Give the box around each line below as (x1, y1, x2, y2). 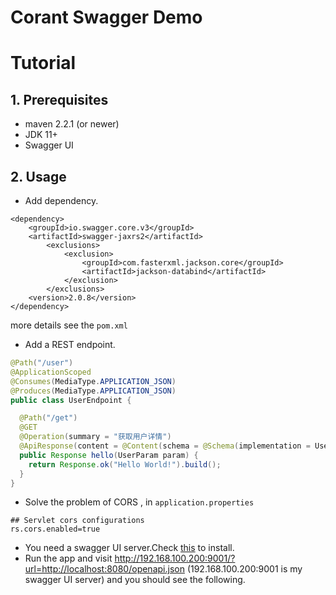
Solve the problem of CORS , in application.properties (24, 496, 255, 508)
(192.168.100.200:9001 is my (186, 563, 303, 575)
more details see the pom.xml (10, 319, 128, 331)
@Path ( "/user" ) (10, 358, 74, 368)
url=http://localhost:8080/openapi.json (24, 563, 185, 575)
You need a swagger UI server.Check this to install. (24, 542, 235, 554)
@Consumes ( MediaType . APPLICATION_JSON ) (10, 376, 177, 386)
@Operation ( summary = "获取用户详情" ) (19, 432, 172, 442)
